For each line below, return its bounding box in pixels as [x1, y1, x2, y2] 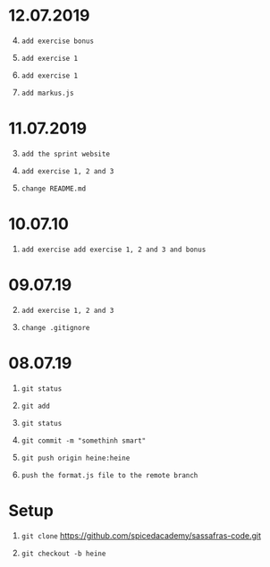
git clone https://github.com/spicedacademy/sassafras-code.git [21, 529, 261, 541]
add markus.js [21, 89, 74, 97]
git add [21, 402, 50, 410]
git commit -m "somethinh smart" [21, 436, 147, 445]
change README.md [21, 184, 87, 193]
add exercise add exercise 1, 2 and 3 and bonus [21, 245, 207, 254]
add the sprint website [21, 149, 111, 158]
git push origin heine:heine [21, 453, 131, 462]
